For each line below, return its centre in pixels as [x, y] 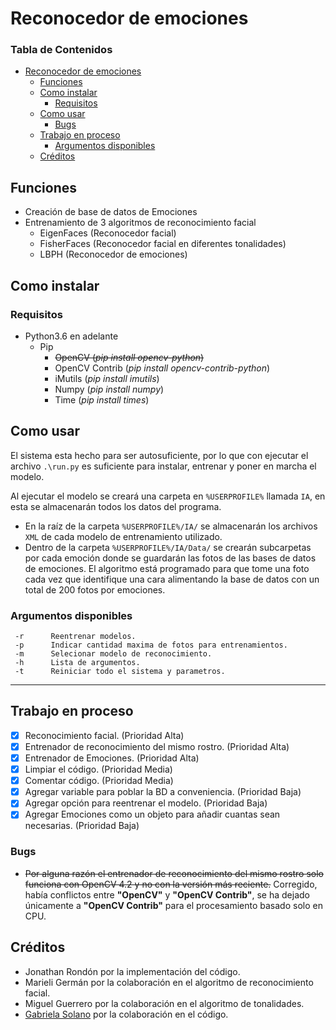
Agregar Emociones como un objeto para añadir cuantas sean [152, 814]
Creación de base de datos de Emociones [111, 212]
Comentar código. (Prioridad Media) [99, 781]
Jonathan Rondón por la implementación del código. [132, 971]
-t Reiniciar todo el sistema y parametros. [120, 672]
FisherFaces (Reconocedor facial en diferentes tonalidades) [163, 244]
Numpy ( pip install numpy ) [109, 389]
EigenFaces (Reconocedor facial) [108, 233]
